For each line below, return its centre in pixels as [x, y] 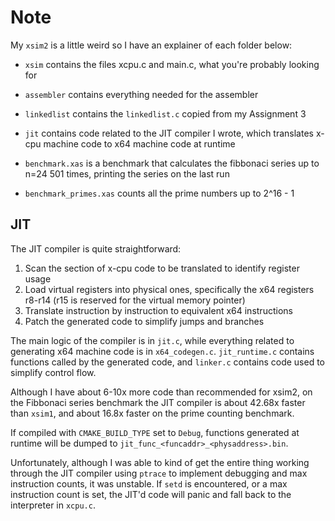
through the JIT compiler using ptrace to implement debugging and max [159, 473]
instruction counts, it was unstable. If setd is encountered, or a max [149, 483]
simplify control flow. [53, 372]
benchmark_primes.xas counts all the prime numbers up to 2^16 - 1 [159, 193]
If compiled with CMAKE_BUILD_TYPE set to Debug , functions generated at [155, 432]
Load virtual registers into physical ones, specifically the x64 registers [169, 289]
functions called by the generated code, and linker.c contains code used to [167, 362]
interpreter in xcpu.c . [53, 505]
